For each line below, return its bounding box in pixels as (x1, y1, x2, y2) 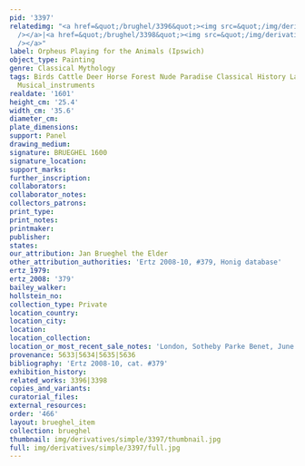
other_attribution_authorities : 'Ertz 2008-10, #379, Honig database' (9, 257, 282, 267)
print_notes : (9, 215, 59, 225)
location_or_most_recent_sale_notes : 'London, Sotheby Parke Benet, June (9, 342, 295, 351)
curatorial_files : (9, 393, 79, 402)
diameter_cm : (9, 114, 59, 123)
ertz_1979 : (9, 267, 51, 276)
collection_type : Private (9, 300, 107, 309)
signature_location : (9, 156, 88, 166)
